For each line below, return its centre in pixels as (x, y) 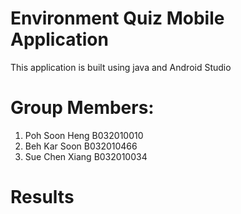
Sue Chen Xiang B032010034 (86, 156)
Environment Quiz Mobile (117, 18)
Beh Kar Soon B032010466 (81, 146)
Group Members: (82, 108)
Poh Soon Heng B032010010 (84, 135)
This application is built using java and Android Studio (121, 67)
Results (42, 197)
